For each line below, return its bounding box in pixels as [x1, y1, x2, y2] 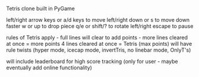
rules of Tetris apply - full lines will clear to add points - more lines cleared [6, 34, 188, 41]
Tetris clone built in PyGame [6, 5, 75, 12]
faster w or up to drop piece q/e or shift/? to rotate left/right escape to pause [6, 23, 194, 29]
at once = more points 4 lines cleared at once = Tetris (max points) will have [6, 41, 192, 47]
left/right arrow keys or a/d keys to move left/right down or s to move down [6, 16, 190, 23]
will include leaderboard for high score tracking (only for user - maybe [6, 58, 178, 65]
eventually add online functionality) [6, 64, 92, 71]
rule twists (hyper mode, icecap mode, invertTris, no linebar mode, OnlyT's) [6, 46, 191, 53]
